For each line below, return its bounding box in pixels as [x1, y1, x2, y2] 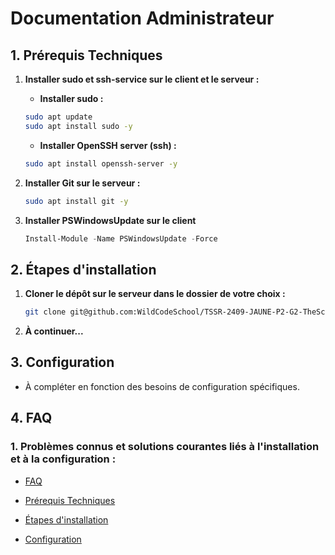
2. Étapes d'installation [10, 261, 157, 278]
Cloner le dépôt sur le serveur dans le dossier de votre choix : [24, 288, 286, 300]
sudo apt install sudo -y [24, 121, 133, 131]
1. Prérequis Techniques [10, 47, 163, 64]
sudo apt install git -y [24, 196, 129, 206]
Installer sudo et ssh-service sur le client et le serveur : [24, 73, 260, 85]
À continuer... [24, 325, 84, 337]
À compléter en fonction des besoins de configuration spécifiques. [24, 380, 300, 392]
